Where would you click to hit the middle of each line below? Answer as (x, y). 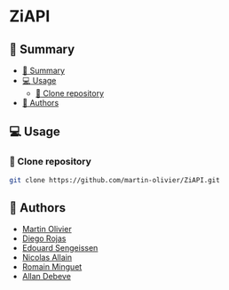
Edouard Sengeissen (60, 248)
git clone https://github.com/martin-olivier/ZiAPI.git (114, 180)
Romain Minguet (52, 267)
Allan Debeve (46, 277)
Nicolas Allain (47, 258)
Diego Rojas (44, 238)
